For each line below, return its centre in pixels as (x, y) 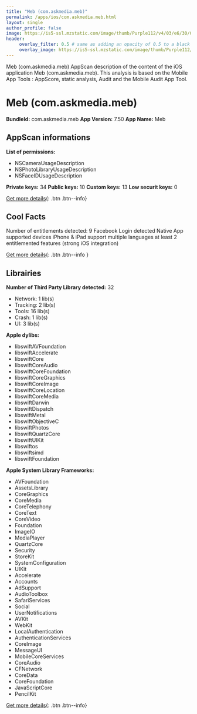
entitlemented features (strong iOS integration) (62, 243)
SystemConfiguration (40, 563)
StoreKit (24, 557)
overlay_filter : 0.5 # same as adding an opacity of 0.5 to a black (105, 45)
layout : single (25, 22)
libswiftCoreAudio (36, 366)
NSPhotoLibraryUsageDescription (55, 169)
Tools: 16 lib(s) (32, 311)
